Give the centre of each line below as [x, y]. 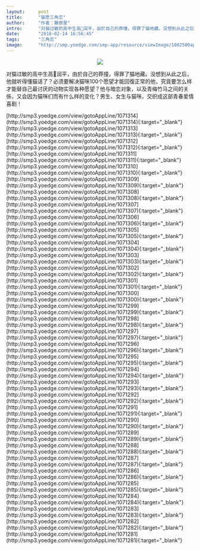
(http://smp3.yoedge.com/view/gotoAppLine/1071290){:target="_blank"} [95, 426]
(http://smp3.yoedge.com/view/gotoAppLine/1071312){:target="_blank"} [94, 147]
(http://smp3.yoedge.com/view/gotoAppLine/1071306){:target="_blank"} [95, 223]
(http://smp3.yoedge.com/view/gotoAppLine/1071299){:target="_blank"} [95, 312]
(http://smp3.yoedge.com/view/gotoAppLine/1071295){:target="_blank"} [95, 363]
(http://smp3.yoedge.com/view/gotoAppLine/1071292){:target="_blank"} [95, 401]
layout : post [28, 12]
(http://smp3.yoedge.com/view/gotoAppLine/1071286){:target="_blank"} [95, 477]
